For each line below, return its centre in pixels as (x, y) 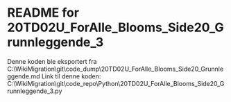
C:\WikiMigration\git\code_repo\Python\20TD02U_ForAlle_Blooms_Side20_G (116, 83)
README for (43, 13)
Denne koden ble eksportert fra (52, 61)
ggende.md (24, 76)
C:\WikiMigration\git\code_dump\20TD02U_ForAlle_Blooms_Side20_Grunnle (115, 69)
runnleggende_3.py (35, 91)
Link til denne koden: (71, 76)
